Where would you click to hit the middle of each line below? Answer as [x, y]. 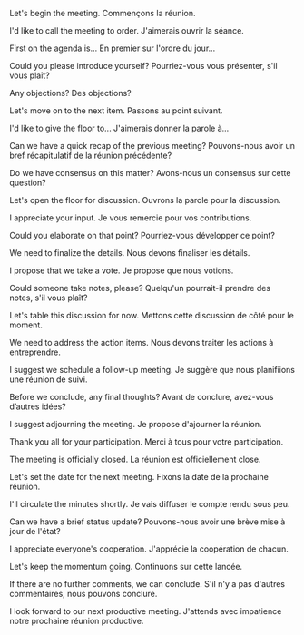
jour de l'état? [35, 531]
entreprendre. [35, 352]
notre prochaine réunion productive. [77, 621]
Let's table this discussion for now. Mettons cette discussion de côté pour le [152, 315]
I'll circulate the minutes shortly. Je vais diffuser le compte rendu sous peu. [150, 504]
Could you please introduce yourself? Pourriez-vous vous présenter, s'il [144, 66]
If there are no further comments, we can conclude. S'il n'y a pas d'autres [147, 584]
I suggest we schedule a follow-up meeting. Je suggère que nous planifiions [152, 370]
